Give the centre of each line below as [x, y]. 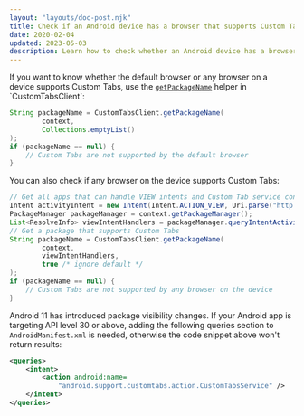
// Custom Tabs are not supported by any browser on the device [149, 289]
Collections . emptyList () [89, 129]
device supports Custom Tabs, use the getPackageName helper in [128, 87]
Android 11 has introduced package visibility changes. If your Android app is [151, 315]
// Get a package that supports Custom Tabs [95, 231]
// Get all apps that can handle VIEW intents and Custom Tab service [145, 197]
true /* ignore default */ [93, 265]
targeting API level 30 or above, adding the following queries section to [142, 325]
